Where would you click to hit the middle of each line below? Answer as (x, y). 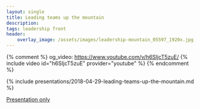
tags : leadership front (36, 29)
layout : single (25, 12)
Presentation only (28, 99)
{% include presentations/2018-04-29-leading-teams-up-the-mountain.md (100, 81)
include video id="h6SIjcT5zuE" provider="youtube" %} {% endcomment (98, 63)
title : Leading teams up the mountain (55, 17)
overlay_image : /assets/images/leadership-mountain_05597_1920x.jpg (105, 40)
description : (23, 23)
